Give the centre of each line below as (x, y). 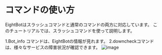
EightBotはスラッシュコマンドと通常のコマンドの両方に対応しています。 (79, 25)
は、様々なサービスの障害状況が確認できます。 (53, 47)
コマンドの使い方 (40, 10)
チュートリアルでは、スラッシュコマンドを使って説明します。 (72, 30)
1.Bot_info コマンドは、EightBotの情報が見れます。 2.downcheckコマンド (80, 41)
